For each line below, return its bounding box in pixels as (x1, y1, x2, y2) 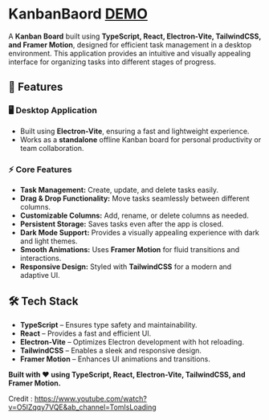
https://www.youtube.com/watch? (34, 393, 147, 403)
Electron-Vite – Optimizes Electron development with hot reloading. (19, 336, 245, 346)
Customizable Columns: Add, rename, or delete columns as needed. (19, 210, 249, 220)
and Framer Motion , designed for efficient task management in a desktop (8, 39, 252, 49)
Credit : (8, 393, 33, 403)
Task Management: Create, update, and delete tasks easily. (19, 185, 219, 194)
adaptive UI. (19, 270, 60, 279)
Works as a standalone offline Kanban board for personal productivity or (19, 134, 262, 145)
